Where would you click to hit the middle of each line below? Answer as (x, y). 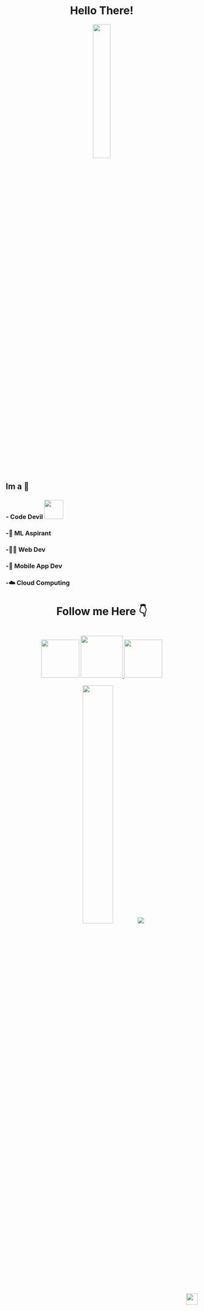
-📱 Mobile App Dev (34, 566)
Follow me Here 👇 (102, 612)
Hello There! (102, 11)
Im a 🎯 (17, 487)
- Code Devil (24, 517)
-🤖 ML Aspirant (28, 533)
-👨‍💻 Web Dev (26, 550)
